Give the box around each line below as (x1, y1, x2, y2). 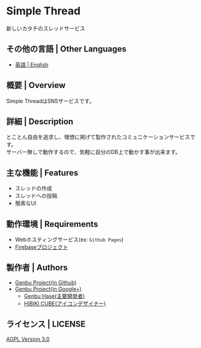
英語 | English (14, 61, 49, 68)
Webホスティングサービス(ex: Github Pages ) (14, 236, 124, 243)
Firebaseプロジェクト (14, 244, 68, 250)
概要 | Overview (6, 80, 66, 90)
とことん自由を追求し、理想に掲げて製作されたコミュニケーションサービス (6, 134, 190, 141)
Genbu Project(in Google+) (14, 285, 82, 292)
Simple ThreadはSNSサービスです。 (6, 97, 95, 104)
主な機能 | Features (6, 168, 79, 178)
